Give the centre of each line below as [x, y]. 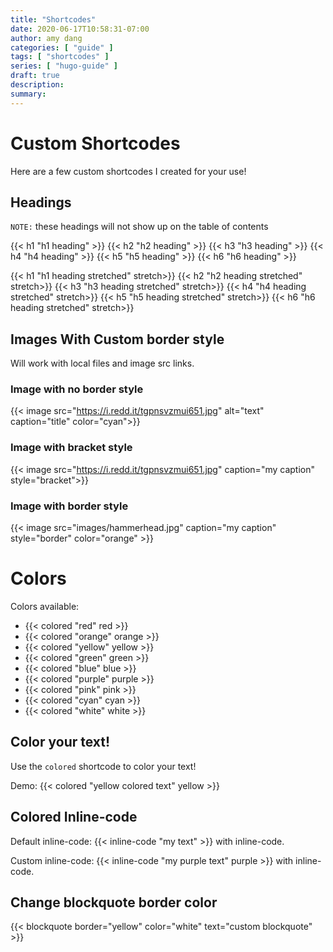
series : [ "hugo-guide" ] [64, 66]
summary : [28, 94]
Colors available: [45, 607]
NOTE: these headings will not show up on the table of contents [139, 227]
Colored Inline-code [74, 817]
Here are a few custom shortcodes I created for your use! [128, 171]
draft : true [35, 76]
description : [37, 85]
